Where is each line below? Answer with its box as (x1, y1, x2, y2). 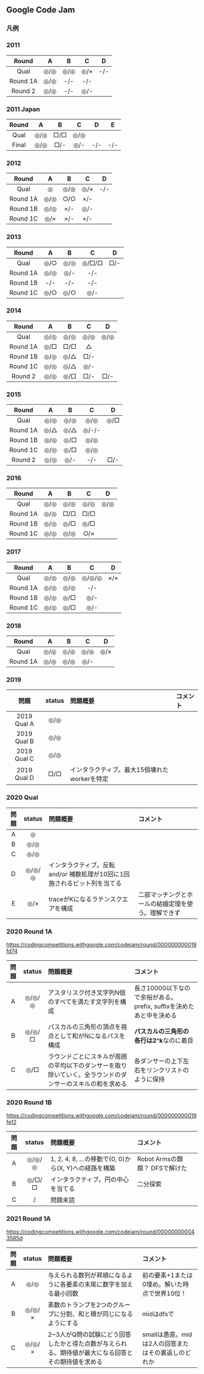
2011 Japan (6, 105, 41, 113)
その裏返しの (148, 1348, 185, 1357)
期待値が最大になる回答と (59, 1348, 134, 1357)
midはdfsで (142, 1310, 174, 1318)
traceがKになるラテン (48, 895, 110, 903)
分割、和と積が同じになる (59, 1310, 134, 1318)
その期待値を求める (47, 1358, 103, 1366)
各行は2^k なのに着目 (134, 1036, 194, 1045)
